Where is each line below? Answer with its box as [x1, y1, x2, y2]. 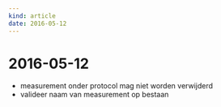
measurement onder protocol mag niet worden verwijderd [19, 81, 213, 91]
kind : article [8, 11, 57, 20]
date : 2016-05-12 [8, 19, 67, 28]
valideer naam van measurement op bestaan [19, 90, 169, 100]
